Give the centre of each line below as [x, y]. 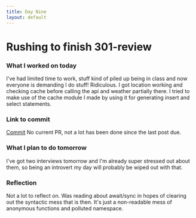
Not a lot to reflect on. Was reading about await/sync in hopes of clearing [96, 195]
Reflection [22, 183]
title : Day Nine [26, 12]
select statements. [29, 104]
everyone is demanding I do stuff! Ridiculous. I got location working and [95, 85]
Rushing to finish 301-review [79, 47]
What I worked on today [42, 65]
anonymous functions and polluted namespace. [65, 208]
